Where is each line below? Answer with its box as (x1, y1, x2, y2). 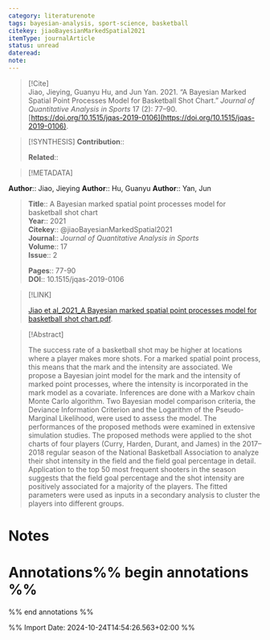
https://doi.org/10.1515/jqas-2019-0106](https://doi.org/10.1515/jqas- (31, 112, 256, 122)
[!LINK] (27, 290, 52, 300)
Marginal (27, 413, 58, 422)
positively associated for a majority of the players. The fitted (27, 481, 227, 491)
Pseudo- (215, 405, 244, 414)
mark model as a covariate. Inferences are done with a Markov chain (27, 387, 256, 397)
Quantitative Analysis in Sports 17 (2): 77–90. (27, 104, 178, 113)
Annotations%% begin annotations (8, 564, 249, 582)
